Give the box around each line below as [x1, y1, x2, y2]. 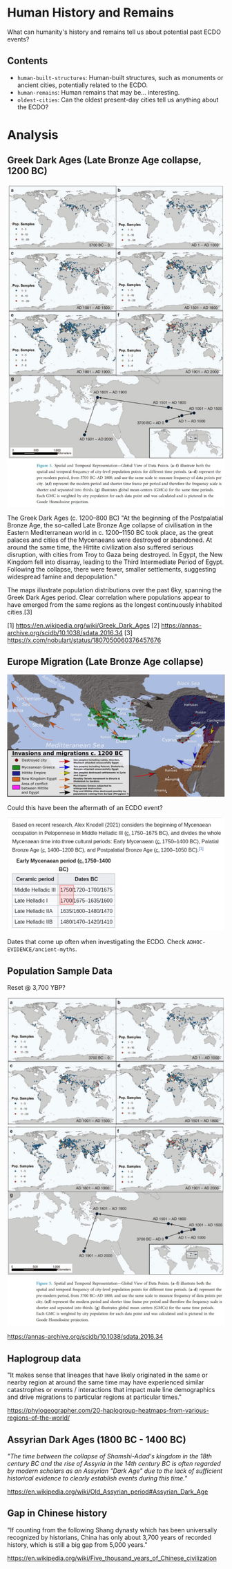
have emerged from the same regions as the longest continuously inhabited [7, 600, 222, 609]
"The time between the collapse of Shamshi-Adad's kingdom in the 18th [7, 1451, 213, 1460]
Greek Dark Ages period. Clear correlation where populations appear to [7, 593, 211, 601]
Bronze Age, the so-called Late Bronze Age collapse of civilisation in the [7, 520, 213, 529]
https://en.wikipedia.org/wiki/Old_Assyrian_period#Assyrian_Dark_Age [7, 1487, 209, 1496]
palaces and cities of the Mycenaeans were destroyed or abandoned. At [7, 536, 213, 544]
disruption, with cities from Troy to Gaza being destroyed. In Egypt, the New [7, 550, 223, 558]
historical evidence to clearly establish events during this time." [7, 1474, 188, 1482]
